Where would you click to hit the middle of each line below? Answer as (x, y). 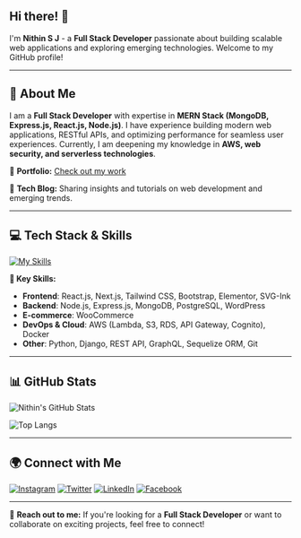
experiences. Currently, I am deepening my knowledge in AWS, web (135, 143)
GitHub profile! (36, 57)
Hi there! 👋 (39, 17)
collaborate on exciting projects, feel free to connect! (107, 525)
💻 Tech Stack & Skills (71, 235)
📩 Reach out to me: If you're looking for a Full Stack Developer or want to (146, 515)
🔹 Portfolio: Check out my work (68, 170)
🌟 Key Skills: (33, 279)
